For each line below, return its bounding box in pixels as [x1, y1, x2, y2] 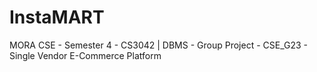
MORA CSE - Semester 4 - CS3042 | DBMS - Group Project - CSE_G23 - [9, 39, 308, 51]
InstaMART [9, 6, 105, 29]
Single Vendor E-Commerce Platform [9, 49, 162, 61]
